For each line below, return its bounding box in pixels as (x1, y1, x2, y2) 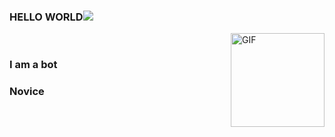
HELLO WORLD (9, 10, 84, 24)
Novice (9, 85, 45, 99)
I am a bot (9, 58, 58, 72)
